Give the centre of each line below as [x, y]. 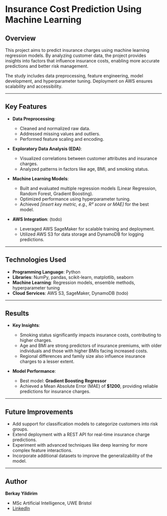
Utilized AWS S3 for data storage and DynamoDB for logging [82, 234]
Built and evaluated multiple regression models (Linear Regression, [88, 188]
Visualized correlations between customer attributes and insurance [88, 158]
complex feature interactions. [42, 451]
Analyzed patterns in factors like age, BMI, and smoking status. [84, 169]
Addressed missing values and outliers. [60, 134]
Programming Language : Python [46, 272]
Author [16, 481]
